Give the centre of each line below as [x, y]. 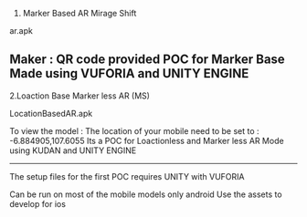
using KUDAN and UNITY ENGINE [73, 150]
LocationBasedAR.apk [51, 113]
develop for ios [38, 203]
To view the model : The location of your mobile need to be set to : [134, 130]
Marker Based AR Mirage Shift [79, 13]
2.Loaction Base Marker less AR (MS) [80, 96]
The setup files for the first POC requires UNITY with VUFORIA [127, 176]
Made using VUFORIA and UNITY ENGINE [129, 73]
